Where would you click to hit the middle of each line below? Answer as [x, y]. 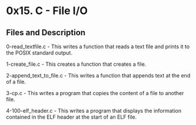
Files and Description [46, 33]
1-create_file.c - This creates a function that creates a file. [76, 64]
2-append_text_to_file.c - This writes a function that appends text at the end [98, 75]
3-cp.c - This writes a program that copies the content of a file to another [95, 93]
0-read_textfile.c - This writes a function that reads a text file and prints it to [98, 46]
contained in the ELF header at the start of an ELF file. [72, 117]
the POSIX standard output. [39, 53]
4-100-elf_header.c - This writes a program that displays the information [94, 111]
